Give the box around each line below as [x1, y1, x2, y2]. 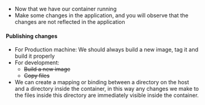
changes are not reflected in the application [14, 18, 125, 25]
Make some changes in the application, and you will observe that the [14, 12, 188, 19]
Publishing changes [6, 32, 58, 39]
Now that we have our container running [14, 6, 117, 12]
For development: [14, 59, 60, 66]
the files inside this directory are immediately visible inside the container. [14, 91, 199, 99]
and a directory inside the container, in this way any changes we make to [14, 85, 199, 93]
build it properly [14, 52, 55, 60]
